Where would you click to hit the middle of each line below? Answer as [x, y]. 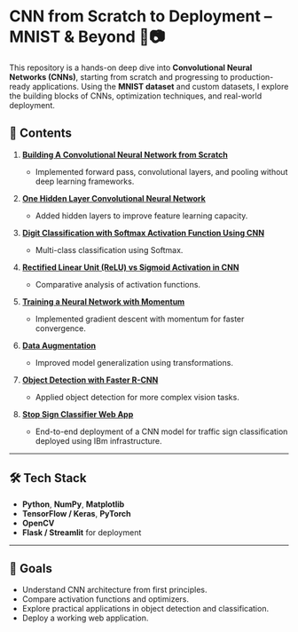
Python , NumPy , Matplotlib [73, 504]
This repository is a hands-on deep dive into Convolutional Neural [131, 67]
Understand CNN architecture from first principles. [114, 590]
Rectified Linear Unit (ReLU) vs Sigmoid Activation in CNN [130, 267]
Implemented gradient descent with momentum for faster [140, 319]
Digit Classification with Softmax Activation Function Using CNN [143, 233]
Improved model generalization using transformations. [134, 362]
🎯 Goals [31, 569]
